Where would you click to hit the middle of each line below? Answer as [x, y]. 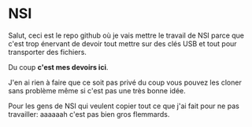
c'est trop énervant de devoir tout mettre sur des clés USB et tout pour [123, 43]
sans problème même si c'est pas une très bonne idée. [97, 90]
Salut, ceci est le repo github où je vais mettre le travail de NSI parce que [126, 35]
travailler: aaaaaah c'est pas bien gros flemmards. [89, 114]
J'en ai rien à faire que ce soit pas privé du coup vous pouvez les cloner [125, 82]
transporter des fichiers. [47, 52]
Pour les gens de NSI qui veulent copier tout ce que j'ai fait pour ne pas [124, 106]
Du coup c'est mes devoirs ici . [58, 67]
